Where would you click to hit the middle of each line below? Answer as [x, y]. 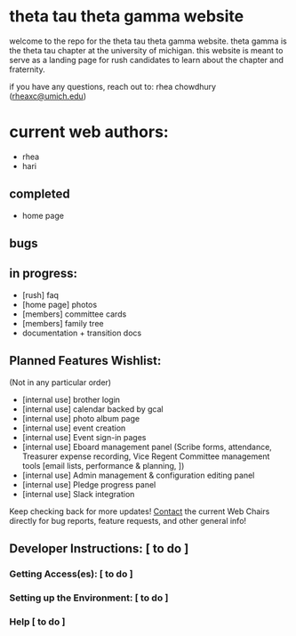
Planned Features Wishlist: [85, 361]
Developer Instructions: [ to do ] [99, 549]
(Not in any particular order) [60, 382]
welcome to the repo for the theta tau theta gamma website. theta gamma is [148, 41]
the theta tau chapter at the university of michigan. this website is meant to [146, 50]
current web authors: [89, 132]
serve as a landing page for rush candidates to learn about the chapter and [147, 60]
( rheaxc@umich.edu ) [48, 96]
